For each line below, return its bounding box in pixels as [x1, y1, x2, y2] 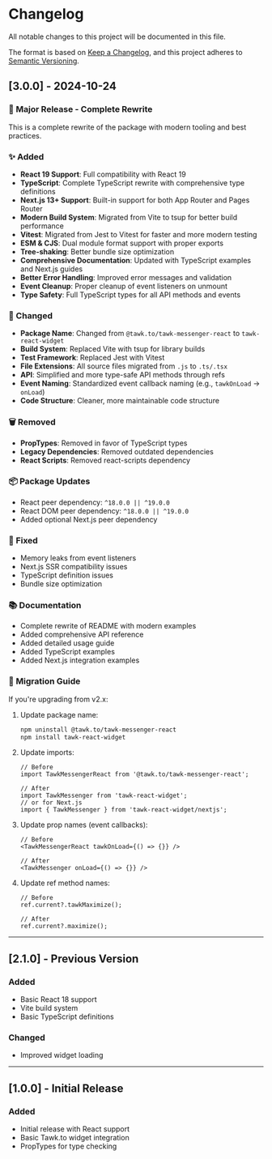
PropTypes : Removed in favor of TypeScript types [19, 438, 188, 448]
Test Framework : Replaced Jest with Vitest [19, 353, 165, 363]
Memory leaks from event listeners [19, 553, 137, 563]
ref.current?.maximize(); [19, 923, 108, 931]
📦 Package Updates [8, 475, 91, 487]
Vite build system [19, 1003, 79, 1013]
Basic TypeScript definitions [19, 1012, 115, 1021]
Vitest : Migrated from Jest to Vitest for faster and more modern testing [19, 229, 257, 239]
